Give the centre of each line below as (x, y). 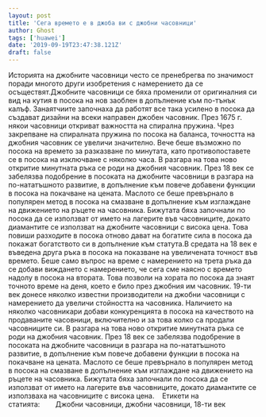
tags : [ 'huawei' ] (37, 38)
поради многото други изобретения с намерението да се (106, 83)
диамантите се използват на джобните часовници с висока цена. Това (128, 227)
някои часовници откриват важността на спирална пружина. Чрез (121, 125)
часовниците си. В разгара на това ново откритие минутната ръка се (126, 328)
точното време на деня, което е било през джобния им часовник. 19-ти (130, 286)
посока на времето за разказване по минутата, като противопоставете (129, 151)
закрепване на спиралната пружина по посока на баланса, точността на (132, 134)
